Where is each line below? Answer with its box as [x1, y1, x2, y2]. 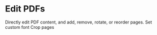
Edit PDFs [5, 3, 45, 14]
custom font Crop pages [5, 24, 54, 30]
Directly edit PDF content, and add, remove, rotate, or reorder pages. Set [5, 19, 152, 25]
